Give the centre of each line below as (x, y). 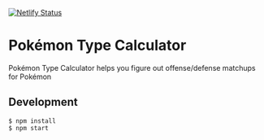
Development (43, 102)
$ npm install (32, 121)
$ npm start (28, 128)
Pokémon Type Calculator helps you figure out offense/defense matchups (132, 68)
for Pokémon (30, 77)
